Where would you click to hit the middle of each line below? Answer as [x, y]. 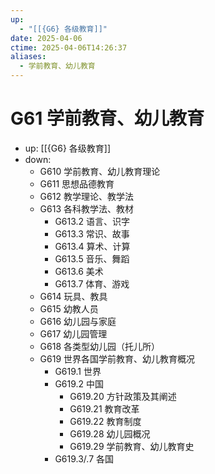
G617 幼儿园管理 [73, 333]
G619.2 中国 [79, 383]
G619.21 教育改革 [104, 408]
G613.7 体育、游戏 [92, 283]
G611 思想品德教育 [77, 183]
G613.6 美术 [79, 271]
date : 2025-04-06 [46, 38]
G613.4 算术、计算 [92, 246]
